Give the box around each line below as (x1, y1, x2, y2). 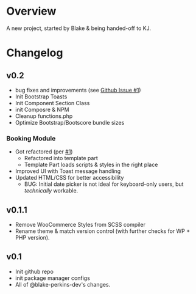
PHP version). (15, 234, 50, 241)
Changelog (6, 46, 63, 60)
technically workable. (24, 187, 79, 194)
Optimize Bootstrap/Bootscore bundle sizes (15, 119, 125, 126)
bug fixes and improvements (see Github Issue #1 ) (15, 86, 141, 94)
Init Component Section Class (15, 99, 90, 106)
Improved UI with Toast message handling (15, 167, 121, 175)
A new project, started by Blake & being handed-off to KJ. (6, 24, 151, 32)
